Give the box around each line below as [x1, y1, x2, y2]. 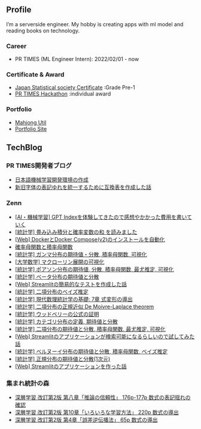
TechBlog [6, 143, 43, 153]
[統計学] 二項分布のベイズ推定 [14, 288, 89, 295]
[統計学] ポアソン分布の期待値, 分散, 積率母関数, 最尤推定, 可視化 [14, 265, 174, 272]
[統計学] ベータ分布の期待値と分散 [14, 273, 99, 280]
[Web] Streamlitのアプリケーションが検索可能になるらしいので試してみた [14, 333, 195, 340]
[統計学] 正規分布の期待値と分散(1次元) [14, 355, 111, 362]
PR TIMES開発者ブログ [6, 161, 72, 170]
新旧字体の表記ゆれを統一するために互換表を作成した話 [14, 183, 151, 191]
